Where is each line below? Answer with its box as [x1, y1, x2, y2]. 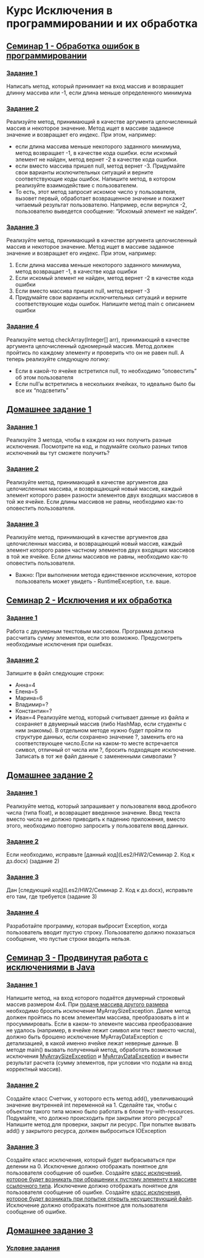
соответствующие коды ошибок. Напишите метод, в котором [15, 175, 176, 183]
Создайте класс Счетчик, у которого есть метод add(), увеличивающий [6, 1095, 194, 1102]
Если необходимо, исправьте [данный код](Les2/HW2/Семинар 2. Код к [6, 851, 195, 859]
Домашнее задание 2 [6, 770, 93, 781]
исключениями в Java [6, 962, 96, 973]
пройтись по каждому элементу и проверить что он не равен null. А [6, 349, 185, 356]
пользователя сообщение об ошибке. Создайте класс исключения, [6, 1188, 181, 1196]
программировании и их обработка [6, 16, 198, 30]
